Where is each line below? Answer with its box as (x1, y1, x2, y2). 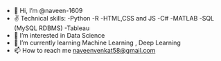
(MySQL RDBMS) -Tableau (13, 24, 90, 32)
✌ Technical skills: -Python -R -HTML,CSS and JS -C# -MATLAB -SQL (13, 14, 215, 22)
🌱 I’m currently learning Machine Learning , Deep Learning (13, 38, 182, 47)
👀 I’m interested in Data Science (13, 32, 105, 39)
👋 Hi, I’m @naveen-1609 (13, 7, 83, 14)
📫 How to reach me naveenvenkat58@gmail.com (13, 47, 156, 54)
